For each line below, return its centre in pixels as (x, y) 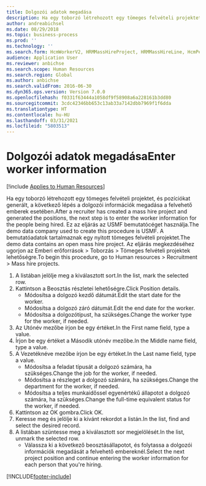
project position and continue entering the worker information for (106, 458)
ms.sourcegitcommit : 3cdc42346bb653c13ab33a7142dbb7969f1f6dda (89, 103)
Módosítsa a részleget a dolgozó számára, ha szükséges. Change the (111, 380)
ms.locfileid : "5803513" (38, 126)
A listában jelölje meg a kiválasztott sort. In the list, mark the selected (102, 276)
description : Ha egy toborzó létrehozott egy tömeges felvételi (90, 18)
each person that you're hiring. (63, 465)
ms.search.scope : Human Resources (51, 69)
